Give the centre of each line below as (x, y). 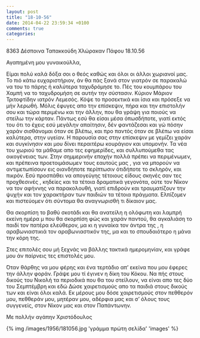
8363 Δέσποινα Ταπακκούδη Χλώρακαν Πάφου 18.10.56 (76, 51)
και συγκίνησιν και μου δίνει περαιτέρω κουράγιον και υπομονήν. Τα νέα (97, 144)
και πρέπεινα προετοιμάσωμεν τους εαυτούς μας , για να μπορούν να (93, 163)
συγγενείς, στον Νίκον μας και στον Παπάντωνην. (69, 306)
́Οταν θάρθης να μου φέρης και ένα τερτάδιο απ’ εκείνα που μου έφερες (97, 268)
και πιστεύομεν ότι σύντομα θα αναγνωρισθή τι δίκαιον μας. (81, 201)
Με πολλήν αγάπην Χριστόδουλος (49, 317)
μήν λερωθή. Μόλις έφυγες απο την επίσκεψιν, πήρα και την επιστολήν (96, 106)
